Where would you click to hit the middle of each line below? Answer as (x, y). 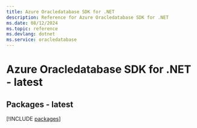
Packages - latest (40, 104)
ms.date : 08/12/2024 (32, 23)
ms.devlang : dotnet (31, 34)
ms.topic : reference (32, 29)
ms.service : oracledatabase (42, 40)
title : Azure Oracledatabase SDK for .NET (60, 12)
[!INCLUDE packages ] (34, 119)
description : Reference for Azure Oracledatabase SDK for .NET (88, 17)
